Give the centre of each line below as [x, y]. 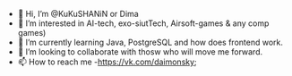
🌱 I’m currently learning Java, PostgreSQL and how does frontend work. [150, 42]
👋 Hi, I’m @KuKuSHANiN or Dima [78, 14]
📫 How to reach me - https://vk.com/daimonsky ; [107, 62]
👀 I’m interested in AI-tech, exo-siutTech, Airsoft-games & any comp [143, 23]
